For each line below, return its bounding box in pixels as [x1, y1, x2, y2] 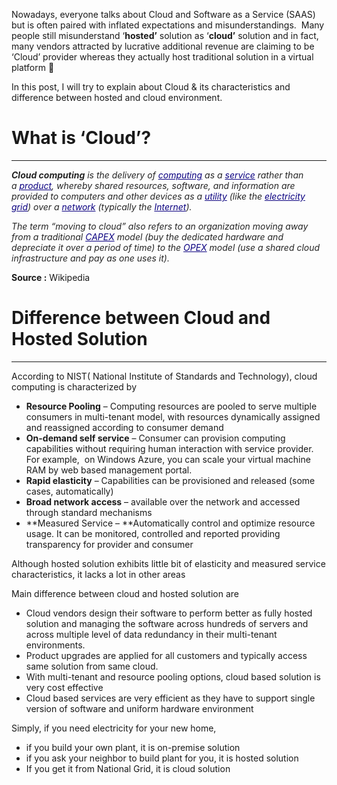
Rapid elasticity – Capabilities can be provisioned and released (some [25, 474, 316, 486]
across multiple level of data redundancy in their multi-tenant [25, 628, 278, 640]
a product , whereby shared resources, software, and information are [11, 179, 296, 191]
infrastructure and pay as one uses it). [11, 252, 170, 264]
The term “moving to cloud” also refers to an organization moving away [11, 220, 309, 232]
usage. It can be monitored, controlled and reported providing [25, 527, 281, 539]
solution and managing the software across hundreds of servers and [25, 617, 309, 629]
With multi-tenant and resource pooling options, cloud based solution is [25, 670, 321, 683]
